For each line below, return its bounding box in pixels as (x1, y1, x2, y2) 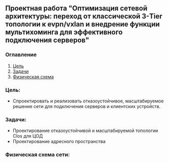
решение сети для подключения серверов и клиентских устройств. (12, 103, 161, 109)
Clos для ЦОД (12, 133, 43, 139)
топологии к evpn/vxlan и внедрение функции (5, 20, 160, 29)
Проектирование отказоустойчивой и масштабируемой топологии (12, 127, 158, 134)
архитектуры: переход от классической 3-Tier (5, 12, 163, 21)
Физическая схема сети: (5, 151, 70, 158)
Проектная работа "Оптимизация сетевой (5, 4, 148, 13)
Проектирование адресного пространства (12, 139, 106, 145)
